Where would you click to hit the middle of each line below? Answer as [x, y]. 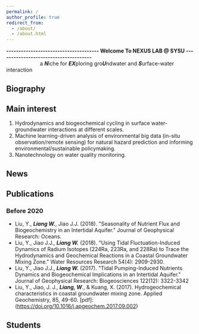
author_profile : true [33, 17]
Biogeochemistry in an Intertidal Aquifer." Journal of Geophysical [94, 230]
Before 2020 [25, 211]
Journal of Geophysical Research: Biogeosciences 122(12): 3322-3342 [102, 281]
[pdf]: [87, 300]
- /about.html [29, 34]
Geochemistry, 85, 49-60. [46, 300]
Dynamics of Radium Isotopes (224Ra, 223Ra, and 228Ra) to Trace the [102, 249]
